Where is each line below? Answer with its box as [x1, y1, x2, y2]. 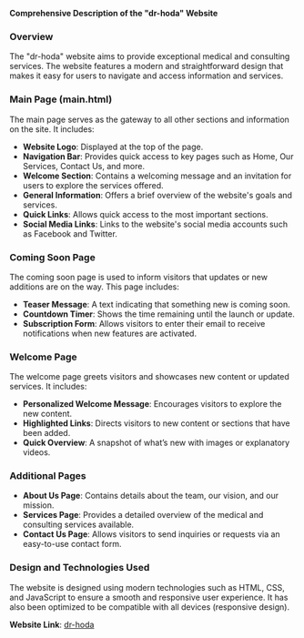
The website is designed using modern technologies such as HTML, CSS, [9, 582, 285, 592]
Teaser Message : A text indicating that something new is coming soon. [22, 299, 291, 309]
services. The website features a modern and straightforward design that [9, 61, 284, 72]
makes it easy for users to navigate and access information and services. [9, 70, 284, 81]
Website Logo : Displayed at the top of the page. [22, 141, 204, 152]
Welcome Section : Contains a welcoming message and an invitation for [22, 170, 292, 181]
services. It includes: [9, 381, 87, 392]
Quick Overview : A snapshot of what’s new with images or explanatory [22, 437, 290, 449]
